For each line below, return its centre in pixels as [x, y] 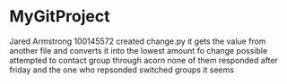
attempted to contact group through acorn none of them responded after [143, 60]
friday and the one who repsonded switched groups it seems [122, 70]
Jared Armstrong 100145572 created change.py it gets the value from [138, 41]
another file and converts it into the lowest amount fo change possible [139, 50]
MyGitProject [60, 17]
